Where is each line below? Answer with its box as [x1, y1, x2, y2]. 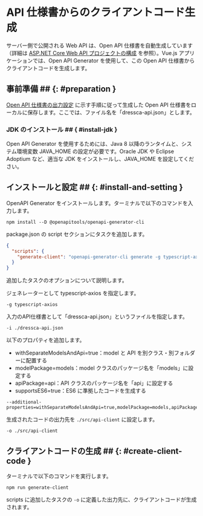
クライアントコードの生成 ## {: [6, 446, 122, 456]
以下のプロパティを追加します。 [6, 336, 85, 344]
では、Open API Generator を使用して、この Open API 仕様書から [32, 57, 195, 64]
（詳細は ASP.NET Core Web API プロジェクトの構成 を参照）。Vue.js [6, 49, 178, 56]
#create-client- [123, 446, 182, 456]
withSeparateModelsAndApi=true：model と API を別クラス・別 [14, 349, 174, 357]
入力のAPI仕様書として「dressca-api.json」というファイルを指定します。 [6, 313, 188, 321]
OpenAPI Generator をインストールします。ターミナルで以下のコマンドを [6, 199, 188, 206]
